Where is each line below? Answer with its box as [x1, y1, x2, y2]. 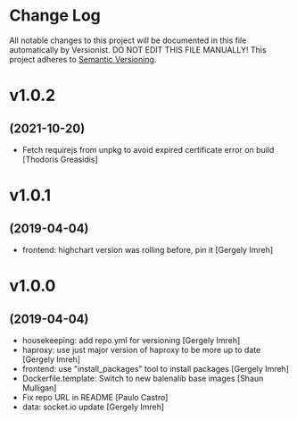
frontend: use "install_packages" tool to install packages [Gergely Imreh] [21, 363, 290, 374]
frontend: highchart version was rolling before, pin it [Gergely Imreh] [21, 244, 274, 255]
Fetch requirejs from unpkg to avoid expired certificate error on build [21, 144, 275, 155]
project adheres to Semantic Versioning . [9, 54, 157, 64]
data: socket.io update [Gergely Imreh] [21, 401, 165, 412]
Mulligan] [21, 382, 57, 393]
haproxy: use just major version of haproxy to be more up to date [21, 344, 261, 355]
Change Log [9, 5, 101, 26]
